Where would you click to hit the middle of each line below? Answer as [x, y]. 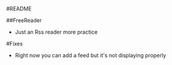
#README [19, 9]
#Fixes [14, 44]
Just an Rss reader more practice [56, 32]
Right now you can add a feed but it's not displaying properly [91, 55]
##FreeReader [24, 20]
